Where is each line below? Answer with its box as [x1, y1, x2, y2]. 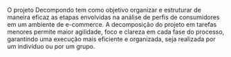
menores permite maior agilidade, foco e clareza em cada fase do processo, [7, 27, 225, 36]
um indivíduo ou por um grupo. [7, 43, 95, 50]
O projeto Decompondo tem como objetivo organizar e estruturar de [7, 6, 202, 14]
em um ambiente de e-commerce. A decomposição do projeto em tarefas [7, 21, 217, 28]
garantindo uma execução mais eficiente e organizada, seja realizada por [7, 35, 216, 43]
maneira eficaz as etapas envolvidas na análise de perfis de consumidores [7, 13, 220, 21]
